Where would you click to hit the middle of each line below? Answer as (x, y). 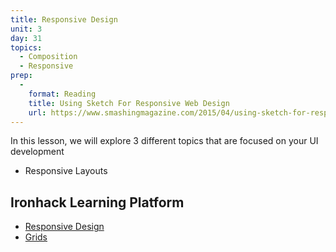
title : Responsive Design (64, 19)
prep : (21, 76)
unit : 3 (26, 29)
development (37, 152)
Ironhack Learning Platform (97, 202)
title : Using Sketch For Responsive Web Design (129, 103)
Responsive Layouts (66, 171)
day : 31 (26, 38)
